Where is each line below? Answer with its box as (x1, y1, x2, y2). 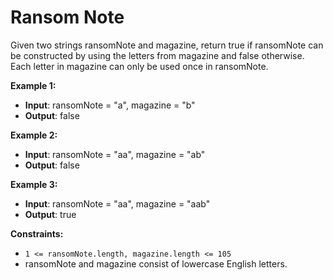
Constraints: (10, 227, 64, 240)
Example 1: (10, 79, 57, 91)
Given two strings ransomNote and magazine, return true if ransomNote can (10, 39, 324, 51)
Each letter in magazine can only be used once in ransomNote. (10, 60, 269, 72)
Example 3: (10, 178, 58, 190)
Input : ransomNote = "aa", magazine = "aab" (24, 197, 211, 210)
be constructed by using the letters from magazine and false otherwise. (10, 49, 305, 61)
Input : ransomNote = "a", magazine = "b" (24, 99, 196, 111)
